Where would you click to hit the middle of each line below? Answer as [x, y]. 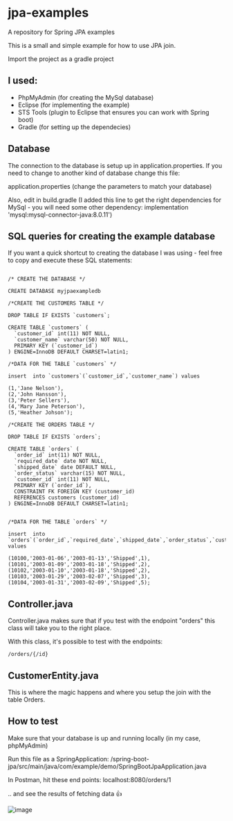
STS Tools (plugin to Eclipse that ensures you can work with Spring [113, 112]
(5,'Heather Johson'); [40, 413]
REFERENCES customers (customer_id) [67, 498]
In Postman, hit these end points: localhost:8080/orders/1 [90, 779]
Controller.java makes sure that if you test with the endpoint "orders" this [112, 621]
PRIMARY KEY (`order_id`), [53, 486]
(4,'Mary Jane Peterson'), [47, 407]
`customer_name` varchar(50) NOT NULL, [72, 340]
